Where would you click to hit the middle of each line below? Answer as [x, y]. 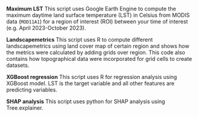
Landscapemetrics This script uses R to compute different [80, 40]
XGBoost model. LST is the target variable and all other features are [91, 83]
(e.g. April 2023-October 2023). [46, 28]
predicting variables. [32, 90]
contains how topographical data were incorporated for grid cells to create [99, 59]
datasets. [18, 65]
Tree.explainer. [25, 108]
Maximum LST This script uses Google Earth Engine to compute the [91, 9]
